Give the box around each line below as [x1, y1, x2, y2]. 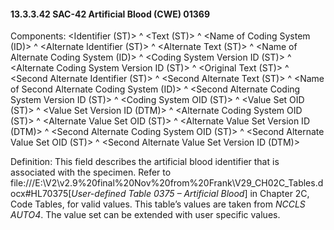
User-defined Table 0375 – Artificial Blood [71, 188, 245, 200]
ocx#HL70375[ [10, 188, 72, 200]
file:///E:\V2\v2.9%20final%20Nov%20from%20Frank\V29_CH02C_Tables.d [10, 177, 324, 189]
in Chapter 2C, [249, 188, 310, 200]
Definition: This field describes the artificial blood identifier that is [10, 156, 280, 168]
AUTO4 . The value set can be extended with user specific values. [10, 209, 281, 221]
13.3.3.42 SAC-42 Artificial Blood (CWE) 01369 [10, 8, 210, 20]
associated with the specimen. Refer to [10, 166, 172, 179]
